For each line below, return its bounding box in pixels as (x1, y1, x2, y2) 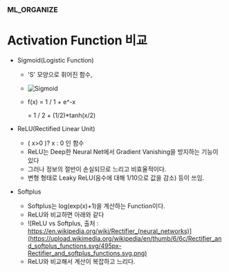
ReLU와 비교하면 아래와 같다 (27, 210, 104, 219)
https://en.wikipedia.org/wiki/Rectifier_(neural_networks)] (27, 227, 192, 235)
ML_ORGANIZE (7, 5, 58, 15)
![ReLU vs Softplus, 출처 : (27, 219, 99, 227)
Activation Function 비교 (7, 33, 147, 49)
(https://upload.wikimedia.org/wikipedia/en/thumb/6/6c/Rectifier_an (27, 234, 222, 242)
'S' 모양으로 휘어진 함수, (27, 70, 93, 78)
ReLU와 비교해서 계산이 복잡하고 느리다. (27, 257, 136, 265)
